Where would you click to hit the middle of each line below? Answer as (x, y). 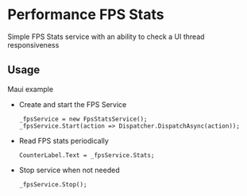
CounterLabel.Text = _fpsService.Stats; (87, 155)
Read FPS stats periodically (64, 140)
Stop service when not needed (69, 170)
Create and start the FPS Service (73, 104)
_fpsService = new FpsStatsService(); (83, 119)
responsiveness (33, 44)
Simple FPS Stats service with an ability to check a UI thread (106, 37)
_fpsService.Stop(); (53, 184)
